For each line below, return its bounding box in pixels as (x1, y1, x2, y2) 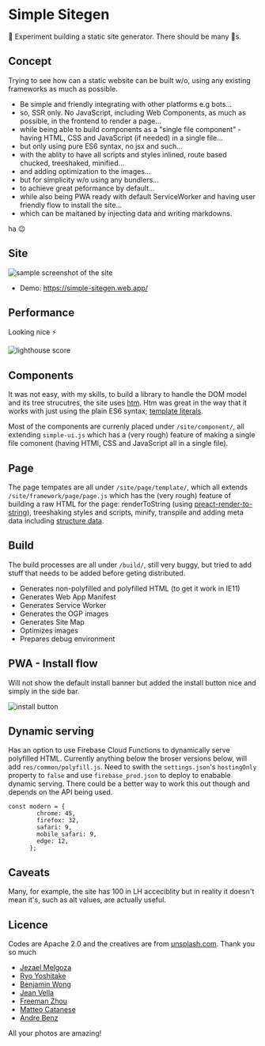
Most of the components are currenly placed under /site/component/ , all (8, 421, 245, 432)
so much (8, 947, 37, 957)
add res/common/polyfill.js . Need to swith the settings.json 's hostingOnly (8, 762, 257, 772)
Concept (8, 55, 52, 68)
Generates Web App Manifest (19, 591, 116, 602)
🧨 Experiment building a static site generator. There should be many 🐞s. (8, 32, 241, 41)
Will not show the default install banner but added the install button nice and (8, 678, 257, 687)
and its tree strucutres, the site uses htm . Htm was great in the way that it (8, 398, 248, 408)
